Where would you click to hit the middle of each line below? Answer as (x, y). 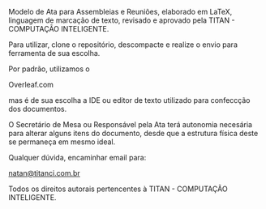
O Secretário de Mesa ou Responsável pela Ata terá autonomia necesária (131, 124)
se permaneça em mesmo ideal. (62, 142)
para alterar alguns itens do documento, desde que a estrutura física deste (133, 133)
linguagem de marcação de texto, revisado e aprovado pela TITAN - (122, 20)
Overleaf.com (31, 85)
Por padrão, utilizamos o (49, 69)
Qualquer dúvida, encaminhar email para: (77, 158)
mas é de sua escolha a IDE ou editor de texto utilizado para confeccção (129, 100)
